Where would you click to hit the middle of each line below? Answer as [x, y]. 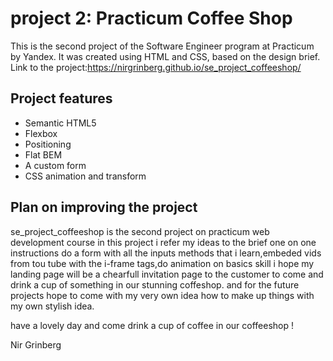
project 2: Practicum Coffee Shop [151, 18]
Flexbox [41, 133]
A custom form [55, 165]
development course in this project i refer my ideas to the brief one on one [163, 242]
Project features [61, 98]
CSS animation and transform [85, 176]
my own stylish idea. [52, 306]
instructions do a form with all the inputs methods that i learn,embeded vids [166, 253]
